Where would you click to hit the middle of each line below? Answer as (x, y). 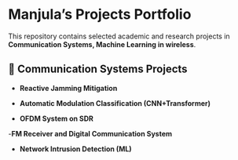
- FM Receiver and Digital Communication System (90, 133)
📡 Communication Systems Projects (98, 69)
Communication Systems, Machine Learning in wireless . (102, 44)
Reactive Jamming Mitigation (68, 88)
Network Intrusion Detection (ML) (75, 149)
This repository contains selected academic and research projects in (119, 36)
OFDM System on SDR (57, 118)
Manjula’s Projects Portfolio (100, 15)
